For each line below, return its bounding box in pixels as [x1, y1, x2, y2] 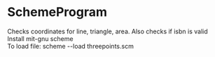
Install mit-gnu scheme [7, 34, 74, 42]
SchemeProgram [7, 4, 107, 20]
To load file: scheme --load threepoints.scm [7, 42, 134, 50]
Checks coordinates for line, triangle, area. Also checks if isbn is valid [7, 27, 208, 35]
